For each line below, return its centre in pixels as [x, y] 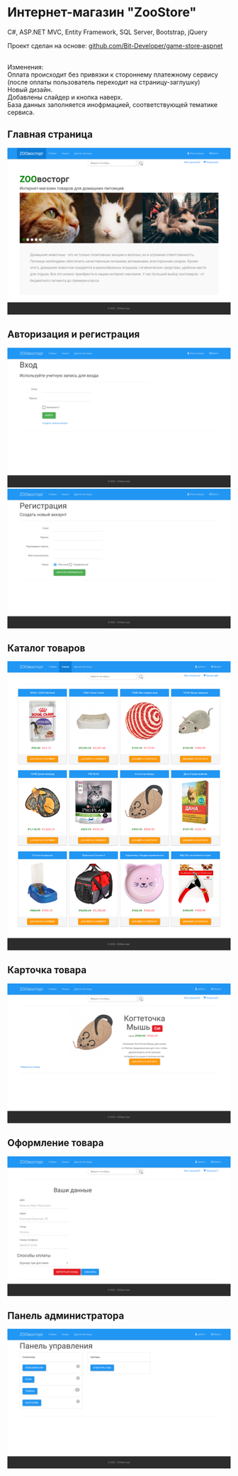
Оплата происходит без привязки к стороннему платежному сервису [113, 74]
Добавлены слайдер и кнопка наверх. [65, 97]
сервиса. [21, 112]
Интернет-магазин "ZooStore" [102, 12]
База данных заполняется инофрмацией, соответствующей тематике [113, 104]
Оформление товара [56, 1143]
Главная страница [50, 134]
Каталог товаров [46, 648]
